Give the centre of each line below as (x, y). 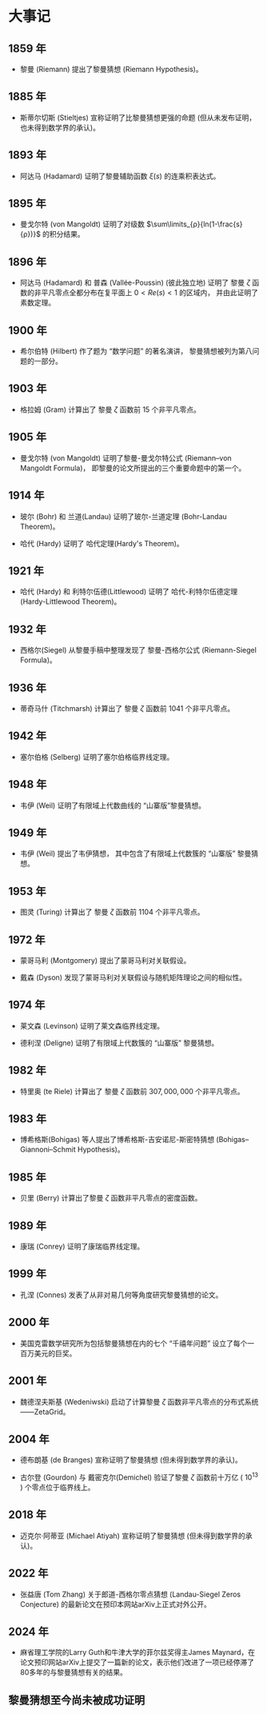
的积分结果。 (64, 234)
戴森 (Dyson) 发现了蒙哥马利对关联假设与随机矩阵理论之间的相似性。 (133, 977)
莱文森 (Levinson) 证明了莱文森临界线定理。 (92, 1025)
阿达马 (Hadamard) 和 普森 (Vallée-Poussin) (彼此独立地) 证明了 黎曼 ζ (135, 283)
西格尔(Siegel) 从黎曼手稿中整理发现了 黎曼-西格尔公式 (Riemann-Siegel (138, 650)
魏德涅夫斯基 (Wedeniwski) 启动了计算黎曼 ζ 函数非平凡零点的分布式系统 (139, 1401)
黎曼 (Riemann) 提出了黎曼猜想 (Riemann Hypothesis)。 (111, 69)
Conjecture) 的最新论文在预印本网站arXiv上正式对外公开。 (116, 1604)
